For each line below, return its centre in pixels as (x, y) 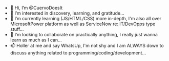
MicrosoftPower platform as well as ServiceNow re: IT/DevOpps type (83, 24)
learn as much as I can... (36, 40)
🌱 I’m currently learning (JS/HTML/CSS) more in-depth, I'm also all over (86, 18)
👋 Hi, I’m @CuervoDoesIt (36, 8)
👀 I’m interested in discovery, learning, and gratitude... (67, 13)
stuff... (17, 29)
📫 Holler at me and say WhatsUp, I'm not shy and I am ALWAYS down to (87, 46)
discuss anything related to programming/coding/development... (78, 53)
